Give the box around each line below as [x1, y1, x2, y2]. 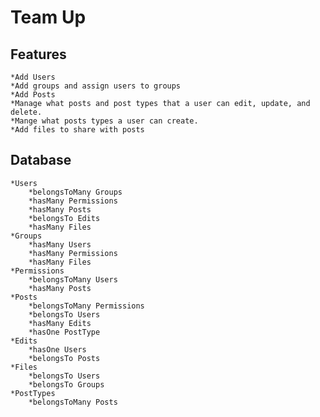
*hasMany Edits [28, 318, 92, 328]
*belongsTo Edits [28, 213, 101, 223]
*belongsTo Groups [28, 379, 105, 390]
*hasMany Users [28, 239, 92, 250]
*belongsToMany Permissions [28, 301, 145, 311]
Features [10, 46, 67, 63]
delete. [10, 107, 43, 117]
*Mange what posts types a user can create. [10, 116, 199, 126]
